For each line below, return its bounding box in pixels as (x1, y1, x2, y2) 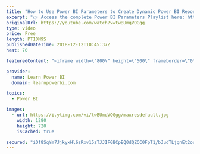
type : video (6, 25, 36, 31)
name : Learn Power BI (11, 74, 65, 80)
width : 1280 (17, 117, 46, 123)
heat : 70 (6, 47, 28, 53)
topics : (6, 90, 26, 97)
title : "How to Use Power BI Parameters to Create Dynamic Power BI (6, 8, 180, 15)
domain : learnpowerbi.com (11, 79, 76, 86)
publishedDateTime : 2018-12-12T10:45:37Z (6, 42, 111, 48)
